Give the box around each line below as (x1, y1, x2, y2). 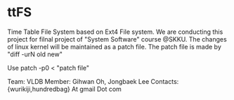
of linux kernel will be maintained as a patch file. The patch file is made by (7, 42, 221, 51)
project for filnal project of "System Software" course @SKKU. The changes (7, 35, 227, 43)
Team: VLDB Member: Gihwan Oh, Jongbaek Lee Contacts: (7, 77, 179, 85)
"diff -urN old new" (7, 50, 63, 58)
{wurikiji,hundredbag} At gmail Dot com (7, 85, 122, 93)
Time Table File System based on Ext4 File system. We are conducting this (7, 27, 223, 36)
